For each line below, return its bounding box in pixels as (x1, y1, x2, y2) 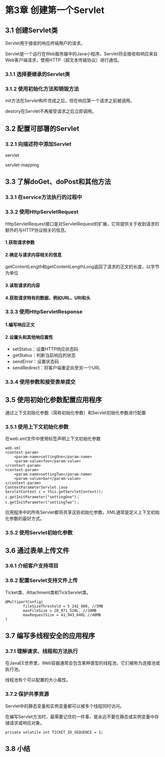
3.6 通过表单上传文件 (5, 546, 70, 555)
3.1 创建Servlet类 (5, 26, 58, 34)
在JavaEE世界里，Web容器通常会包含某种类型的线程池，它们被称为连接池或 (5, 660, 160, 666)
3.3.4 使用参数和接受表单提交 (5, 378, 76, 385)
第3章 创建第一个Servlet (5, 4, 104, 16)
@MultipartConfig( (5, 599, 43, 604)
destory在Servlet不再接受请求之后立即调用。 (5, 108, 97, 114)
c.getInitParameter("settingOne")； (5, 495, 81, 500)
